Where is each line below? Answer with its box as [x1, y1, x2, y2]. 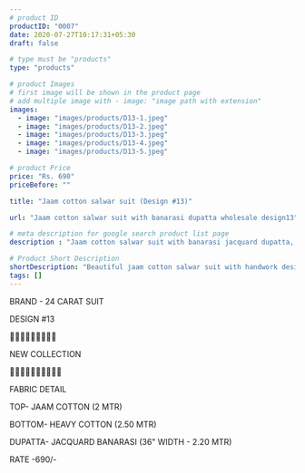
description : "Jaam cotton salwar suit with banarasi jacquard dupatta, [9, 237, 295, 247]
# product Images [9, 80, 75, 89]
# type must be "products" [9, 55, 112, 64]
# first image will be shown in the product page [9, 88, 202, 97]
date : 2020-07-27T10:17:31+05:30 [9, 30, 136, 39]
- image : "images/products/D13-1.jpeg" [17, 113, 169, 122]
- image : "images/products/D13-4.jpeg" [17, 139, 169, 148]
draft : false [9, 38, 59, 48]
